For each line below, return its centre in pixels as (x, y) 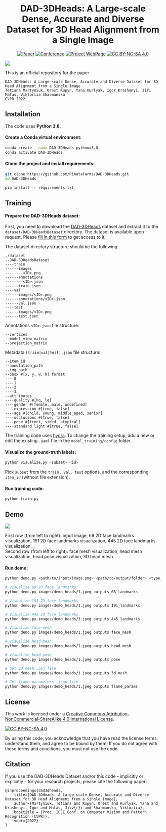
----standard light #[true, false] (42, 426)
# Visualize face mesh (28, 628)
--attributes (19, 396)
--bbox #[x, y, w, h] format (35, 374)
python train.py (22, 499)
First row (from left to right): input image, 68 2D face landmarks (70, 536)
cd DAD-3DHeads (21, 178)
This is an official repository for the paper (47, 73)
